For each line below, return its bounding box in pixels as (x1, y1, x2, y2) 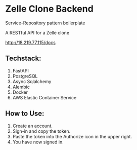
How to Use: (5, 109, 44, 118)
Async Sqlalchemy (12, 78, 52, 84)
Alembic (12, 84, 30, 90)
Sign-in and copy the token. (12, 128, 71, 134)
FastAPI (12, 67, 29, 73)
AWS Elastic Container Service (12, 94, 77, 100)
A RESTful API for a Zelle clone (5, 29, 70, 35)
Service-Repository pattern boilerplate (5, 20, 85, 26)
